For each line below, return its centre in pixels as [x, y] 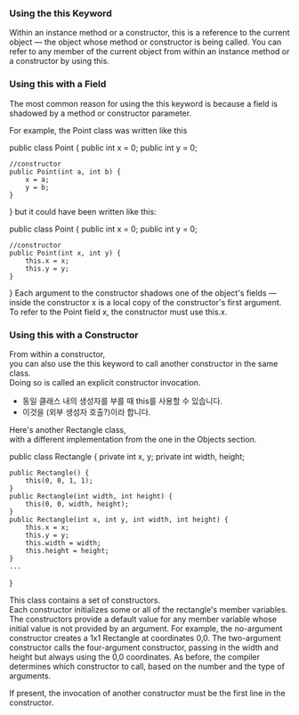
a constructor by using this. [59, 61]
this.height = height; [67, 550]
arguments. [30, 676]
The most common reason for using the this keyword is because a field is [144, 103]
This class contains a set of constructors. [85, 600]
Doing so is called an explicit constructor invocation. [105, 382]
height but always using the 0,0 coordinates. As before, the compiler [135, 656]
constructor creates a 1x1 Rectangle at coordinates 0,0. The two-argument [145, 638]
